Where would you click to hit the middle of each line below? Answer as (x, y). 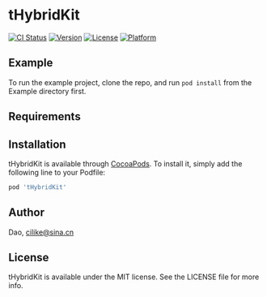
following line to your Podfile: (57, 172)
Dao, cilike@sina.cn (41, 232)
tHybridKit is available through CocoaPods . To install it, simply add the (125, 163)
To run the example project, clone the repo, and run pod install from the (130, 82)
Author (26, 213)
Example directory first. (47, 91)
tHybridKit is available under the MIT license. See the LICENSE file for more (134, 277)
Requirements (44, 116)
